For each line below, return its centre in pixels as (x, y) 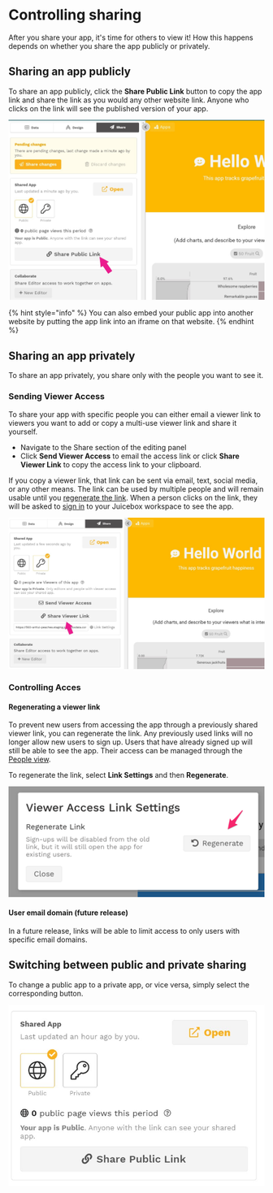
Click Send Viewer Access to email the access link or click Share (130, 456)
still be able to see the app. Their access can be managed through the (126, 751)
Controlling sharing (75, 15)
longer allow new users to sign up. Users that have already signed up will (131, 742)
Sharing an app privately (72, 356)
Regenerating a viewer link (54, 707)
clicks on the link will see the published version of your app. (108, 108)
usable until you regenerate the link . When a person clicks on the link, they (133, 497)
